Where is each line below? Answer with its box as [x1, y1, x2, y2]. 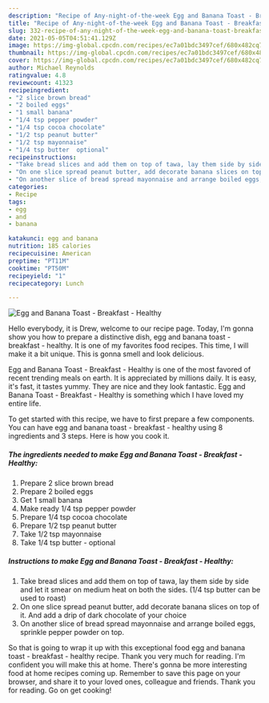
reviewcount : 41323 [8, 78, 74, 86]
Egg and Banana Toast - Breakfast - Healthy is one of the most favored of [8, 365, 251, 375]
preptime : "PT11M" [8, 257, 70, 265]
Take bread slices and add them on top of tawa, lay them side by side [19, 576, 250, 586]
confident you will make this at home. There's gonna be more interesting [8, 660, 247, 669]
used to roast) [19, 593, 66, 603]
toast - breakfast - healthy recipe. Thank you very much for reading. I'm [8, 652, 246, 661]
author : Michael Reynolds [8, 64, 94, 72]
